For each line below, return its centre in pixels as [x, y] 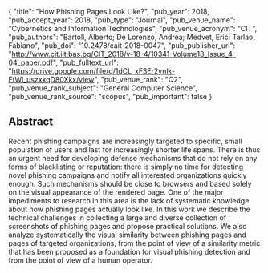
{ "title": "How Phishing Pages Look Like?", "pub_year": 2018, [109, 12]
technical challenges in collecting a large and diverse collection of [118, 217]
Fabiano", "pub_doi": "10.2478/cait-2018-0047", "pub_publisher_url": [122, 46]
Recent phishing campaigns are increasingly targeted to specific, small [125, 141]
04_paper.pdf [31, 62]
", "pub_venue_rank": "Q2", [138, 80]
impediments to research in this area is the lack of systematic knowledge [129, 200]
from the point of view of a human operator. [80, 260]
